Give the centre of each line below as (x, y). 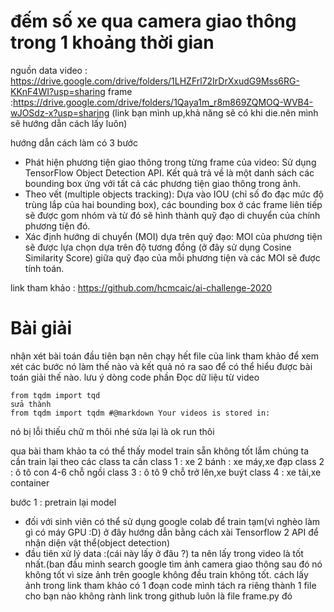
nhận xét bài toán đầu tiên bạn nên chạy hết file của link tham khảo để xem (164, 356)
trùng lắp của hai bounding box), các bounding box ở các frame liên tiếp (173, 204)
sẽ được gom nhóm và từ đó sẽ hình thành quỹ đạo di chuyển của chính (172, 215)
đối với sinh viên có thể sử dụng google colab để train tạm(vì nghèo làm (172, 521)
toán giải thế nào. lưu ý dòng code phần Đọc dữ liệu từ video (135, 377)
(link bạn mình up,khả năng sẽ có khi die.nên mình (215, 112)
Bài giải (41, 328)
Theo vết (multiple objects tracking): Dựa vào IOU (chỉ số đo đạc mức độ (174, 194)
